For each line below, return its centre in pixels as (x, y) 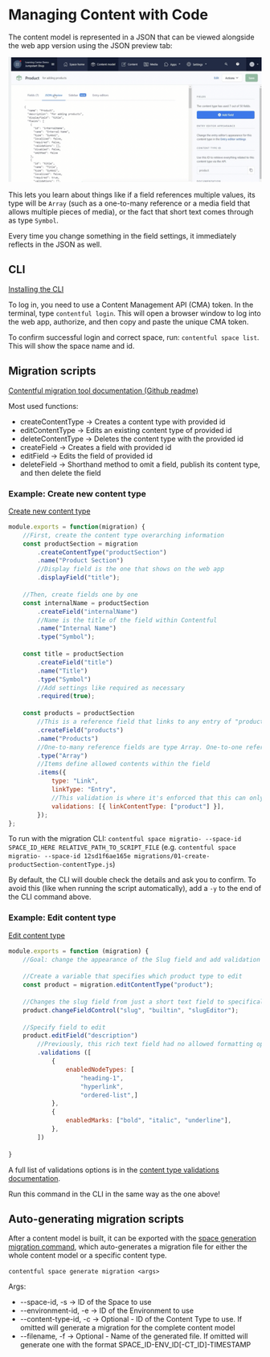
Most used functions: (43, 406)
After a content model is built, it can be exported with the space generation (133, 1238)
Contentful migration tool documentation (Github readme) (104, 390)
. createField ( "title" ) (75, 662)
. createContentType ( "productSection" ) (102, 552)
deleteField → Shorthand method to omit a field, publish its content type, (140, 464)
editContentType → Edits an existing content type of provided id (126, 430)
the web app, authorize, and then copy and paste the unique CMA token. (129, 321)
